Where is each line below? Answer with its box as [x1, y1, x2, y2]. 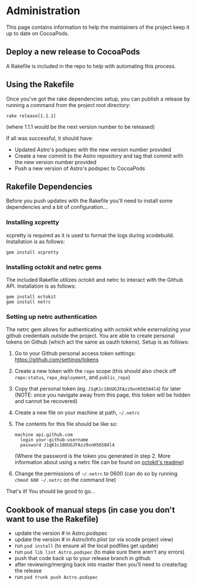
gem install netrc [6, 299, 51, 305]
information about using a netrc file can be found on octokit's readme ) [14, 459, 185, 466]
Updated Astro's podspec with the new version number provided [14, 146, 171, 153]
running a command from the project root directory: [6, 101, 131, 108]
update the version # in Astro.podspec [14, 530, 108, 537]
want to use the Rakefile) [6, 514, 98, 524]
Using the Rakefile [6, 79, 74, 89]
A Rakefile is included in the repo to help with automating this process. [6, 62, 176, 69]
